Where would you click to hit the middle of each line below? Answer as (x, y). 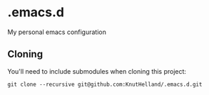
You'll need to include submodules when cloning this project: (97, 71)
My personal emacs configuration (57, 32)
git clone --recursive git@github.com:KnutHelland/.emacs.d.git (105, 84)
